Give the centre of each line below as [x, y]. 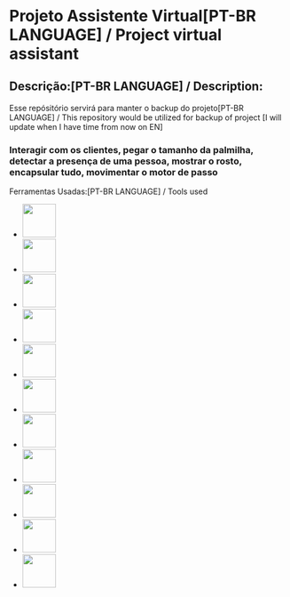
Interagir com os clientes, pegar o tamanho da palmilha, [132, 149]
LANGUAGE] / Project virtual [115, 35]
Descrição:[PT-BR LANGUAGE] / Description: [136, 87]
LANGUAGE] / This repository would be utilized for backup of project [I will [145, 117]
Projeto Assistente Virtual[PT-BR [133, 16]
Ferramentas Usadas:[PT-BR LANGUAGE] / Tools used [109, 191]
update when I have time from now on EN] [86, 126]
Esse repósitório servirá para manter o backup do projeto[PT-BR [126, 108]
